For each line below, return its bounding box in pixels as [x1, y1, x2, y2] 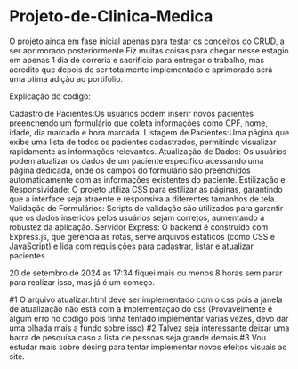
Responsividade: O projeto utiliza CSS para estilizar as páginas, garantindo [9, 184, 283, 194]
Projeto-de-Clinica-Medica [9, 6, 213, 27]
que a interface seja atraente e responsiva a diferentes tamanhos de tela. [9, 193, 278, 204]
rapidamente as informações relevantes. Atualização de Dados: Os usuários [9, 145, 287, 157]
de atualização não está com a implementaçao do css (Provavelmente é [9, 303, 273, 314]
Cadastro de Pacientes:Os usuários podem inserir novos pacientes [9, 108, 254, 119]
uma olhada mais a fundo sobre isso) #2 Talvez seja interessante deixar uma [9, 323, 290, 333]
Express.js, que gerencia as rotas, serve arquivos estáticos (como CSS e [9, 231, 276, 242]
